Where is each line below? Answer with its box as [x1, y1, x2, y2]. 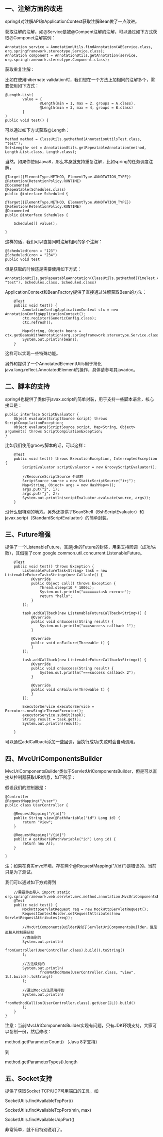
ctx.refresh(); [22, 320, 53, 325]
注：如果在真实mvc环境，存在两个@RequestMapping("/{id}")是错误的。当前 [5, 863, 157, 869]
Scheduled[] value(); [14, 221, 57, 226]
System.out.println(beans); [22, 337, 79, 342]
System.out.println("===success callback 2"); [39, 670, 136, 675]
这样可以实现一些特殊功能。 [5, 350, 61, 356]
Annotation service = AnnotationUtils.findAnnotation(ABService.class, [5, 44, 153, 50]
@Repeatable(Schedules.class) [5, 187, 66, 192]
